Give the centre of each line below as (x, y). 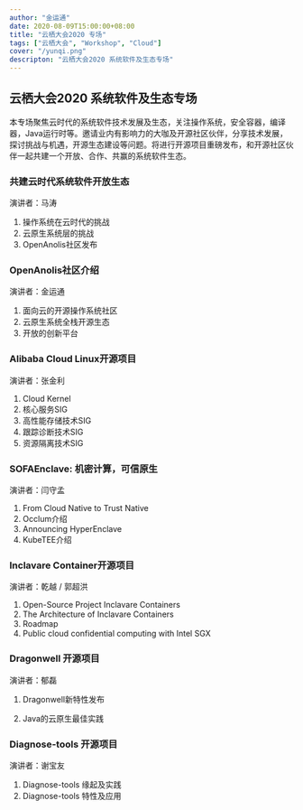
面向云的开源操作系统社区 (70, 311)
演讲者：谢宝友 (37, 765)
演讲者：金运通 (37, 292)
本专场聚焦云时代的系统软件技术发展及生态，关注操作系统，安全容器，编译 (147, 122)
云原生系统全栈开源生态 (66, 322)
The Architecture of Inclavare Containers (98, 614)
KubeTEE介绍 (47, 540)
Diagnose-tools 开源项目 (64, 744)
